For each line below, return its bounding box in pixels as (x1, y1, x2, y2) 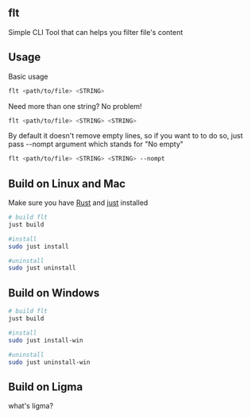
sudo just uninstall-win (8, 358, 91, 366)
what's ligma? (8, 401, 54, 411)
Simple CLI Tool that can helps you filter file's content (8, 27, 183, 37)
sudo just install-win (8, 336, 83, 344)
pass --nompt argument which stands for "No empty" (8, 139, 184, 149)
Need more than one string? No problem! (8, 101, 142, 110)
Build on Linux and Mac (8, 176, 125, 190)
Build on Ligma (8, 380, 83, 393)
